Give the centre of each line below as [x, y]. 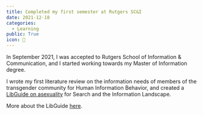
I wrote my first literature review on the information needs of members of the [101, 81]
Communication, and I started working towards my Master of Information [97, 63]
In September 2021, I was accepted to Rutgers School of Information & [94, 57]
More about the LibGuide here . [44, 106]
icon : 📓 [16, 40]
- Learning [25, 29]
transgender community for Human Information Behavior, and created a [95, 88]
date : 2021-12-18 [28, 17]
